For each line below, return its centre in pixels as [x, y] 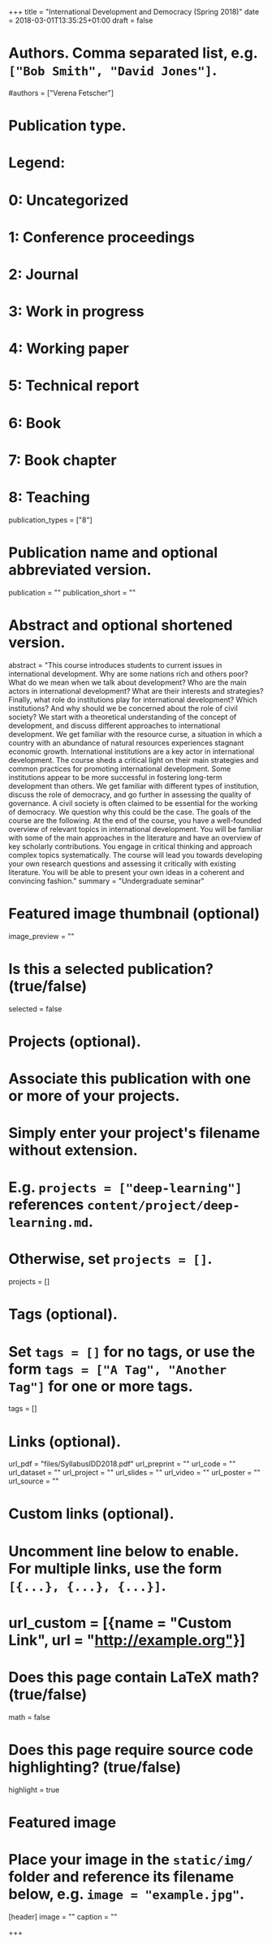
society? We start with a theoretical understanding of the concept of [123, 717]
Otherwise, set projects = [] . [110, 1259]
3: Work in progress [76, 312]
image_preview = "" [41, 936]
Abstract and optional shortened [121, 625]
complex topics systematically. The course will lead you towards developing [135, 855]
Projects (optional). [75, 1041]
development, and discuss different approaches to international [114, 725]
